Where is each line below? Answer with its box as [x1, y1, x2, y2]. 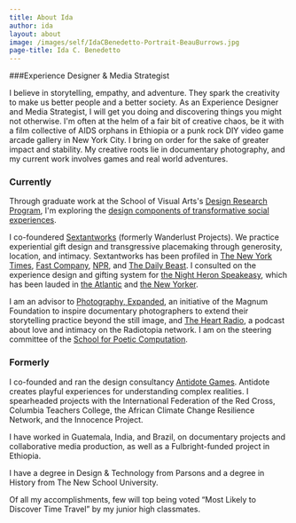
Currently [9, 176, 51, 188]
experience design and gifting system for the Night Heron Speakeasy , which [9, 270, 288, 281]
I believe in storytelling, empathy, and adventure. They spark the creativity [9, 88, 281, 99]
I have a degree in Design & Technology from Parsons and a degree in [9, 467, 265, 478]
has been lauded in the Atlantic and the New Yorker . [9, 279, 199, 289]
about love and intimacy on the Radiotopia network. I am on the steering [9, 325, 272, 336]
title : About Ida [9, 12, 74, 22]
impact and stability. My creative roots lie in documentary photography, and [9, 144, 285, 155]
